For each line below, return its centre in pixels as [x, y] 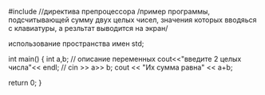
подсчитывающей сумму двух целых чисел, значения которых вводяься [132, 20]
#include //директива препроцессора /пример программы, [109, 11]
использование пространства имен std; [76, 44]
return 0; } [25, 83]
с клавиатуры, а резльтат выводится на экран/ [88, 28]
